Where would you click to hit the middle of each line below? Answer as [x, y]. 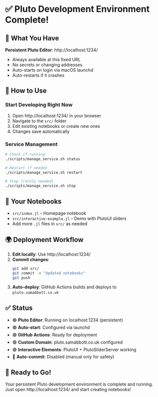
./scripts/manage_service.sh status [43, 159]
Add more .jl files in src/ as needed [50, 224]
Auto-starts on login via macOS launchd [53, 70]
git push [21, 278]
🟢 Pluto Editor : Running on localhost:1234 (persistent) [67, 320]
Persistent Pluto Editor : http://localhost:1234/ [51, 50]
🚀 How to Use [26, 91]
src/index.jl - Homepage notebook [49, 213]
